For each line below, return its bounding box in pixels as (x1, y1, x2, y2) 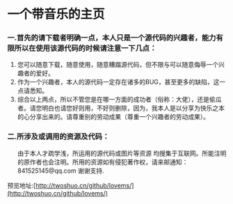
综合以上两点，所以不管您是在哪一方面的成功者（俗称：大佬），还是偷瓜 (17, 95, 222, 104)
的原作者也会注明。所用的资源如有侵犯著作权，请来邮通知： (17, 157, 188, 166)
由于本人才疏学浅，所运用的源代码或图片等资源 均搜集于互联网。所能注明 (17, 149, 227, 157)
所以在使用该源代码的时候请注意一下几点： (14, 43, 157, 53)
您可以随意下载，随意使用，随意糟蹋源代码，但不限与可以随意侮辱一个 (17, 61, 219, 69)
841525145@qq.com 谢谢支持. (17, 166, 104, 175)
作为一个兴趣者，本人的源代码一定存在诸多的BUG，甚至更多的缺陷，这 (17, 78, 220, 86)
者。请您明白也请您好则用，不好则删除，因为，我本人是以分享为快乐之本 (17, 104, 225, 112)
